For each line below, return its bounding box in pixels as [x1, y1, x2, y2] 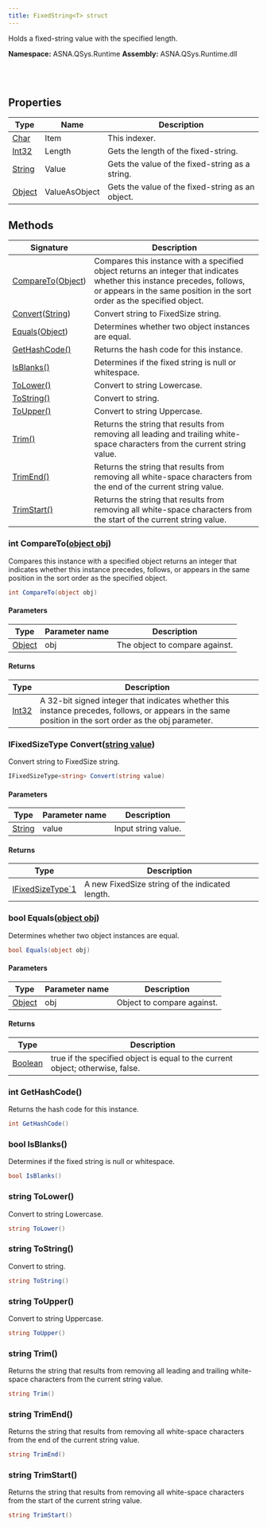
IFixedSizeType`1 [12, 884, 77, 895]
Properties [8, 96, 62, 110]
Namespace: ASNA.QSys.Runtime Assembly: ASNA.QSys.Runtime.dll [8, 49, 238, 58]
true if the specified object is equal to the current [50, 1052, 233, 1063]
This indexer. [107, 133, 157, 144]
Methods [8, 218, 54, 232]
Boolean [12, 1058, 44, 1069]
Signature [30, 242, 69, 253]
